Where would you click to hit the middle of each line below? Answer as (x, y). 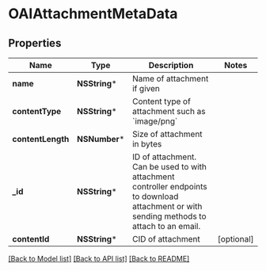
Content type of (161, 101)
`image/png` (155, 121)
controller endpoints (169, 187)
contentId (31, 239)
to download (155, 197)
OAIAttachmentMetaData (93, 14)
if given (146, 88)
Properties (35, 43)
